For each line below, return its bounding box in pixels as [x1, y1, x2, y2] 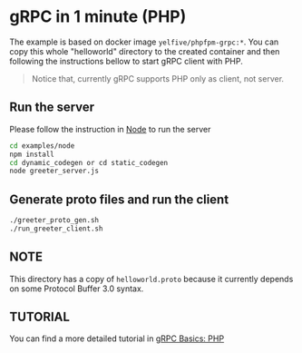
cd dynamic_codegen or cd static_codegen [9, 158, 169, 167]
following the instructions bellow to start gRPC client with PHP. [9, 55, 243, 66]
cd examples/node [9, 141, 75, 151]
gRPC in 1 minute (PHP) [9, 6, 187, 27]
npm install [9, 150, 54, 159]
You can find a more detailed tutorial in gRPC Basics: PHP [9, 333, 225, 344]
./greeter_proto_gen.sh [9, 216, 100, 225]
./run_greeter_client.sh [9, 224, 103, 233]
